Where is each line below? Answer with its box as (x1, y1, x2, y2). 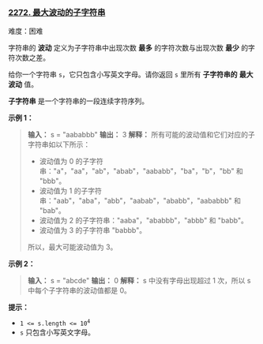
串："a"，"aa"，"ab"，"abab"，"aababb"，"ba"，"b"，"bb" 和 (39, 166, 243, 176)
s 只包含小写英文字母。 (19, 327, 95, 337)
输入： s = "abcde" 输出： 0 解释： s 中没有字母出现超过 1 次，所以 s (27, 276, 251, 286)
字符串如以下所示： (27, 140, 91, 149)
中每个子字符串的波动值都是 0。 (27, 286, 132, 295)
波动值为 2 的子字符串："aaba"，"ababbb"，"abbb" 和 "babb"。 (39, 215, 249, 226)
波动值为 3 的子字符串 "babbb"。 (39, 226, 147, 235)
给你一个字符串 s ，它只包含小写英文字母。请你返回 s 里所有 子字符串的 (8, 69, 239, 80)
